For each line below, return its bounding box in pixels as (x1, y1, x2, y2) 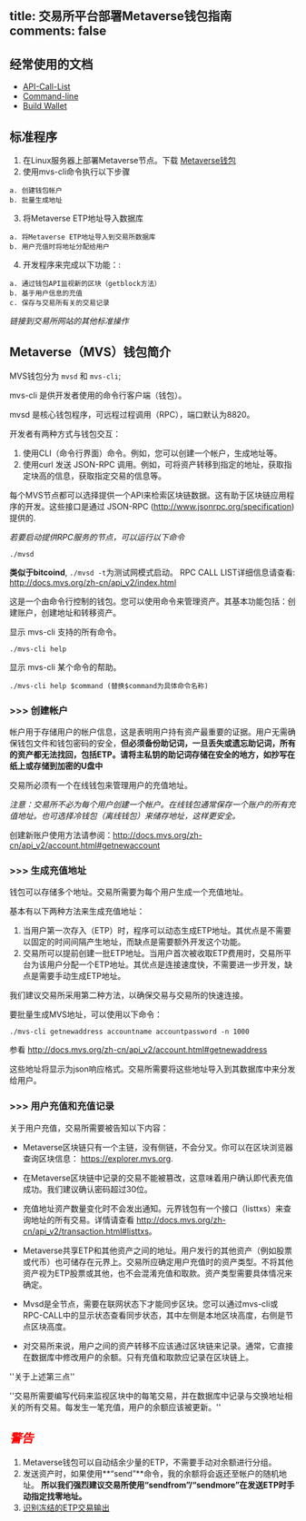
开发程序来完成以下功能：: (22, 260, 121, 271)
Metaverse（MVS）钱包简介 (9, 344, 172, 360)
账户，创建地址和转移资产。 (16, 607, 121, 617)
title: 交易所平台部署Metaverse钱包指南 (9, 8, 232, 25)
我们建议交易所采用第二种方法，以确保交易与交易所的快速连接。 (9, 990, 248, 1001)
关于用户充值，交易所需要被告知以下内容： (9, 1122, 169, 1133)
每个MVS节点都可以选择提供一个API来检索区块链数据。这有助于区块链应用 (9, 489, 287, 500)
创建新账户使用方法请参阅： (9, 830, 114, 841)
